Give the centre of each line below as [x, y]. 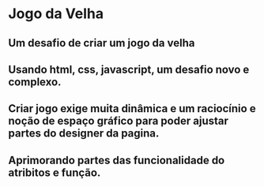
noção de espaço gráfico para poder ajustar [119, 121]
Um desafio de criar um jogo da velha [102, 43]
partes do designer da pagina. [84, 134]
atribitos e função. [55, 172]
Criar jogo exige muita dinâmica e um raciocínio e [132, 108]
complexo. [35, 82]
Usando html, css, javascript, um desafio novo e [129, 69]
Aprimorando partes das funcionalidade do [117, 160]
